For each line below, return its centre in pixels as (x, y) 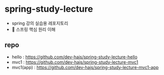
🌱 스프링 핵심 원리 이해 (33, 29)
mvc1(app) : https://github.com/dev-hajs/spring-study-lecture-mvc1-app (85, 67)
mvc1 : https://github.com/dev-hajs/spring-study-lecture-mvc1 (75, 62)
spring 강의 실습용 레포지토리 (40, 23)
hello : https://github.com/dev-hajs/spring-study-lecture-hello (74, 57)
